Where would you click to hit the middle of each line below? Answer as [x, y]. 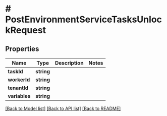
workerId [19, 80]
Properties [22, 49]
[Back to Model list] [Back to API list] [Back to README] [63, 108]
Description [69, 63]
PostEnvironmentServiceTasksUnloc [84, 19]
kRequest [26, 30]
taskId [16, 71]
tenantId [18, 88]
